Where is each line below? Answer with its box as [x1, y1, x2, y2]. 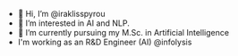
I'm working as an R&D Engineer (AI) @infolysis [17, 36, 192, 47]
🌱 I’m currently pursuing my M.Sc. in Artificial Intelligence [17, 28, 230, 37]
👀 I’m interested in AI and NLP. [17, 18, 130, 28]
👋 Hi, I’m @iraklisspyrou [17, 9, 106, 19]
